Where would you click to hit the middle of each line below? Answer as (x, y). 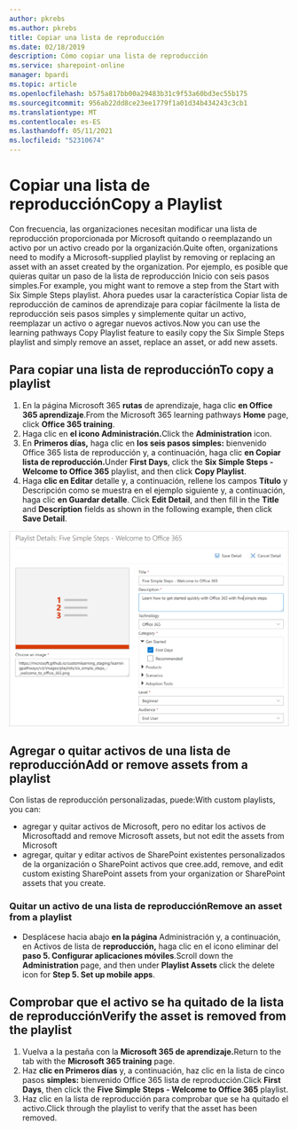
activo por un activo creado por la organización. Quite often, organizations (144, 248)
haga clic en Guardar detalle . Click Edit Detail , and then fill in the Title (150, 499)
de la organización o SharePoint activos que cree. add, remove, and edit (153, 865)
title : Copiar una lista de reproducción (87, 37)
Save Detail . (45, 518)
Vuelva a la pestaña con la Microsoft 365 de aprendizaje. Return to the (152, 1051)
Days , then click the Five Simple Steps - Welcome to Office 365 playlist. (155, 1089)
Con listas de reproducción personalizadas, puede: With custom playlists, (142, 800)
